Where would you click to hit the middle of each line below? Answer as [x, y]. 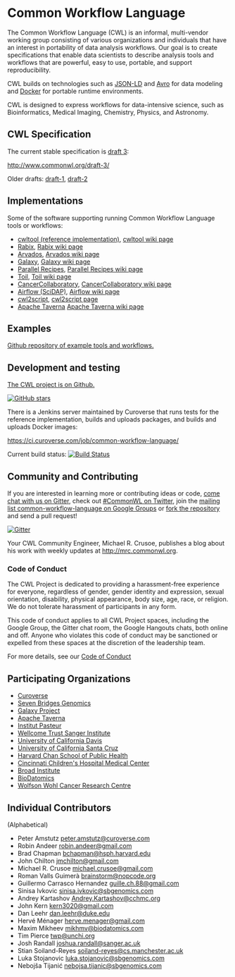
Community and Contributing [73, 476]
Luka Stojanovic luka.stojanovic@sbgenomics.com [91, 958]
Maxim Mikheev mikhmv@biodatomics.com [81, 928]
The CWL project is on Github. [51, 385]
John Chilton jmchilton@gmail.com [68, 861]
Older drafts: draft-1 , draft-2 [47, 178]
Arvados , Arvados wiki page [58, 254]
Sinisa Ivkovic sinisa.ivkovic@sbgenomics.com [85, 890]
